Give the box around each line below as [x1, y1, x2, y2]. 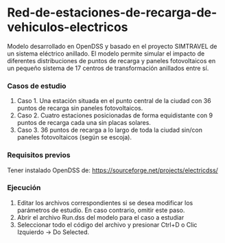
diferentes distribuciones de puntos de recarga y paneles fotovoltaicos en [7, 56, 216, 65]
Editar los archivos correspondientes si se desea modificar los [16, 198, 193, 207]
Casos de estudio [7, 81, 67, 91]
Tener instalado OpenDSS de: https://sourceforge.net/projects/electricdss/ [7, 166, 218, 174]
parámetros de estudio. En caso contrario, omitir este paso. [16, 206, 185, 214]
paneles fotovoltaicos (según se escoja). [16, 133, 132, 141]
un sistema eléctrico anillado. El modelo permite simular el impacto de [7, 49, 205, 58]
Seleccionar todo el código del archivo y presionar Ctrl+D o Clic [16, 220, 198, 229]
